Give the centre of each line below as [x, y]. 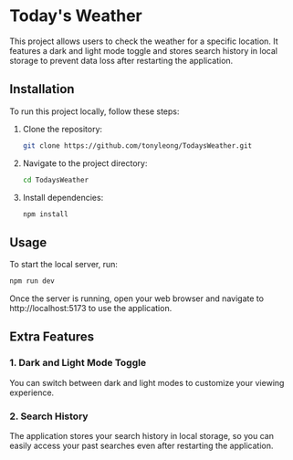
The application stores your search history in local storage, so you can [141, 436]
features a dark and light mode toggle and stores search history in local [144, 50]
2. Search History [49, 416]
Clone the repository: [63, 129]
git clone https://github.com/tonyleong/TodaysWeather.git [137, 146]
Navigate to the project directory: [85, 163]
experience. [32, 392]
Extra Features [52, 337]
